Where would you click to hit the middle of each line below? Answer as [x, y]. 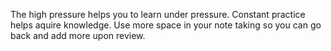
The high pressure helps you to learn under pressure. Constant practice [158, 14]
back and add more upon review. [78, 35]
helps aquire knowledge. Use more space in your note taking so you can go [166, 25]
